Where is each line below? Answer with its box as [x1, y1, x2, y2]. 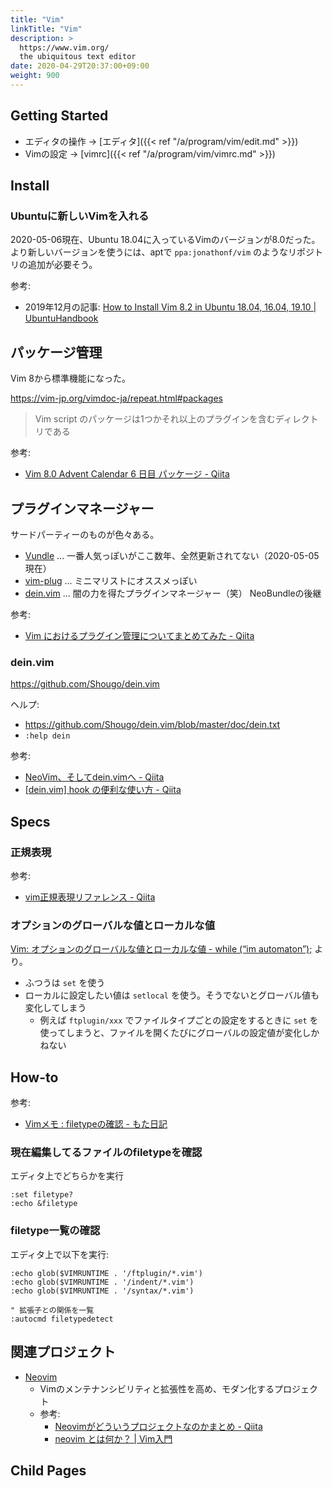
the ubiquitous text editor [19, 52, 137, 62]
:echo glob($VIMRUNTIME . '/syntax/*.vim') [10, 1286, 195, 1296]
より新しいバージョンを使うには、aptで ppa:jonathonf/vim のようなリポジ [10, 246, 315, 258]
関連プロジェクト [10, 1344, 116, 1361]
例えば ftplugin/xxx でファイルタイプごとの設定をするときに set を [39, 1014, 319, 1026]
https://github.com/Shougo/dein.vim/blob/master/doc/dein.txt [24, 719, 281, 731]
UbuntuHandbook [24, 312, 99, 325]
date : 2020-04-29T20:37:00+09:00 [10, 61, 150, 71]
